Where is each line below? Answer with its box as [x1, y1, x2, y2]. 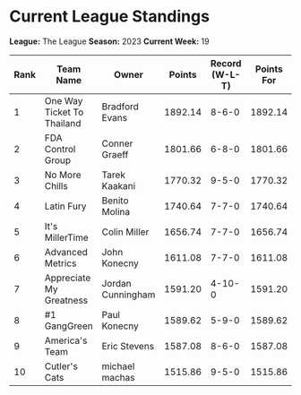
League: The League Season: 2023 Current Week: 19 [9, 36, 210, 47]
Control [44, 142, 76, 155]
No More [44, 168, 82, 181]
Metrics [44, 257, 77, 270]
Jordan [101, 277, 132, 289]
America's [44, 334, 88, 347]
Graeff [101, 148, 129, 160]
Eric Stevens [101, 339, 155, 352]
